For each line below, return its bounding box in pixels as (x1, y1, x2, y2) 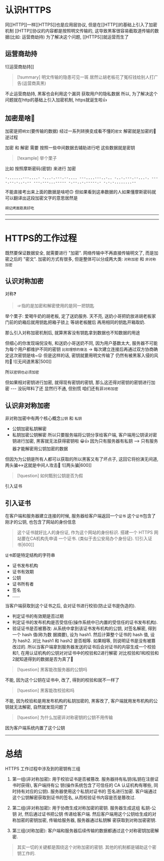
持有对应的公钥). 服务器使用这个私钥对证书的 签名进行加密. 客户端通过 (16, 788, 157, 794)
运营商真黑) (22, 80, 46, 86)
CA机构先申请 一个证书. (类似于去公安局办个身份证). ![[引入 (30, 536, 148, 541)
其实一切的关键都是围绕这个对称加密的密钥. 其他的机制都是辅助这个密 (17, 844, 157, 850)
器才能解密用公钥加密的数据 (12, 446, 68, 452)
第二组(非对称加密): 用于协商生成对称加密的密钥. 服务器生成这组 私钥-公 (12, 805, 156, 810)
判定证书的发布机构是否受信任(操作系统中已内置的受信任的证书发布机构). (12, 619, 158, 625)
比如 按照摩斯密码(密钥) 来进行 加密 (5, 165, 77, 171)
